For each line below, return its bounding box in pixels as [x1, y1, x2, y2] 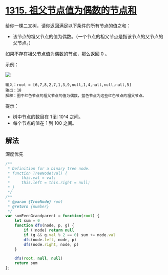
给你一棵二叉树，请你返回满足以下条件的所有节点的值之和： [5, 22, 131, 29]
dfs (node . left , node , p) [24, 237, 77, 242]
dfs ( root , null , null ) [14, 256, 63, 261]
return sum [14, 261, 38, 266]
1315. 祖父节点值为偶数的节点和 [5, 5, 137, 16]
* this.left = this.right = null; [7, 180, 91, 186]
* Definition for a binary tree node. [7, 166, 91, 171]
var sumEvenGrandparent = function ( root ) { [5, 213, 100, 219]
